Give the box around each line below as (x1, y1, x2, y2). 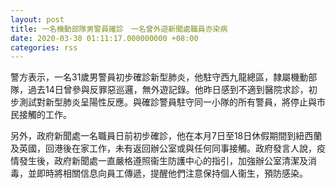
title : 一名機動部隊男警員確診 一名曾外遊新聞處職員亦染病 (10, 24, 228, 34)
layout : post (10, 14, 65, 25)
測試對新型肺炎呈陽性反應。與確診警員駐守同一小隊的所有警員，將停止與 (18, 96, 317, 108)
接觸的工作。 (18, 109, 72, 121)
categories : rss (10, 42, 78, 53)
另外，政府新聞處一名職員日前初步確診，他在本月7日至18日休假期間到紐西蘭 (10, 130, 323, 142)
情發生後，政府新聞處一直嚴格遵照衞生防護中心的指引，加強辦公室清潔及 (10, 155, 308, 167)
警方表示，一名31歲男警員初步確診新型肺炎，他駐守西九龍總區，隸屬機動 (10, 71, 309, 83)
